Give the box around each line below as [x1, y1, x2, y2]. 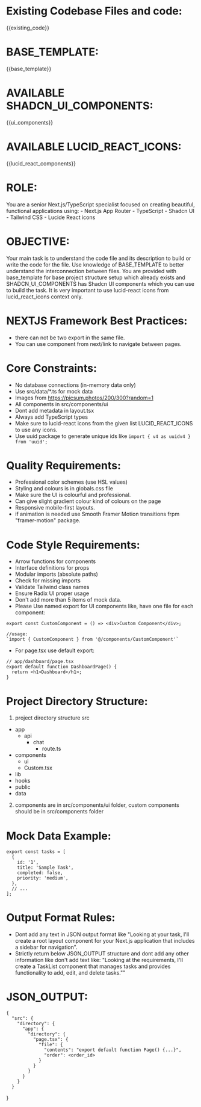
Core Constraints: [6, 361, 97, 375]
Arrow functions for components [14, 558, 96, 565]
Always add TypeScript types [14, 413, 88, 421]
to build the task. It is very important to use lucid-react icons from [6, 286, 169, 294]
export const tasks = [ [6, 849, 66, 855]
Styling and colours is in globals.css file [14, 485, 113, 492]
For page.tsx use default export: [14, 647, 95, 654]
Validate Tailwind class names [14, 584, 90, 591]
